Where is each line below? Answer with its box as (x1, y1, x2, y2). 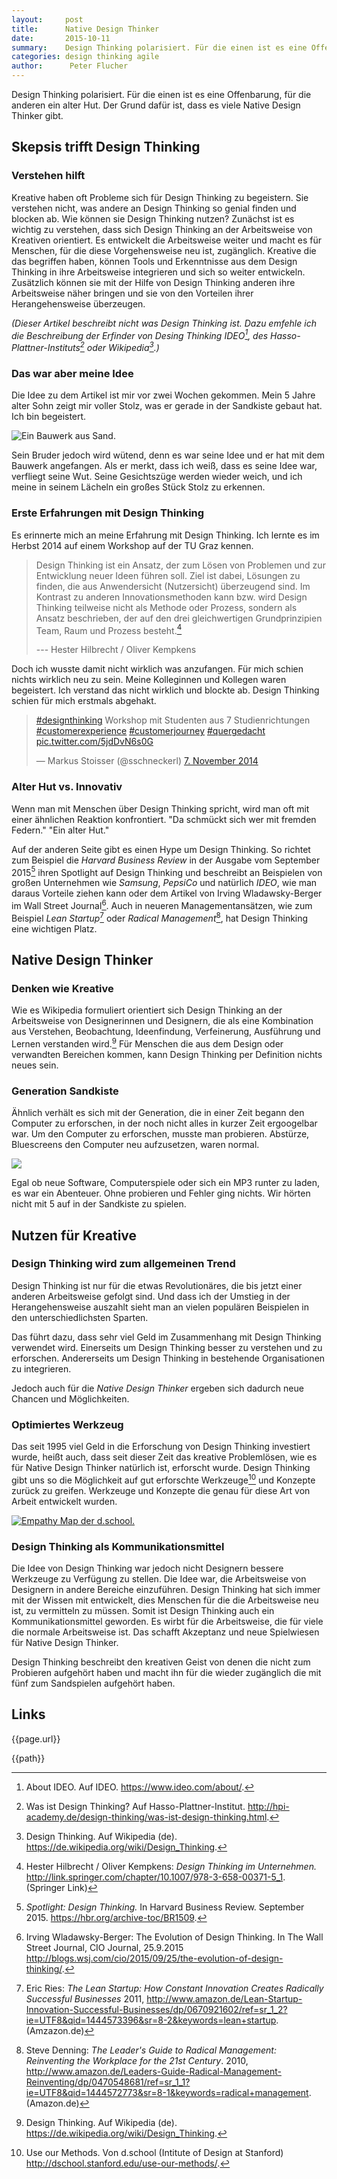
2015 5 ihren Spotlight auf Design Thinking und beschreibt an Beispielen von (11, 864, 323, 878)
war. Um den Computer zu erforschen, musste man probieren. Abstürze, (11, 1128, 310, 1140)
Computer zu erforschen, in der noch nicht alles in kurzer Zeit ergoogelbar (11, 1117, 318, 1130)
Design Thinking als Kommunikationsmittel (11, 1539, 225, 1553)
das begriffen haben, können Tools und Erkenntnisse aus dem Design (11, 255, 298, 267)
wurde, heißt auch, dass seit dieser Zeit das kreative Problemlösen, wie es (11, 1451, 318, 1463)
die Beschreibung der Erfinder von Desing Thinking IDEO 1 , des (11, 327, 269, 341)
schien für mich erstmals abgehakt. (11, 695, 157, 707)
